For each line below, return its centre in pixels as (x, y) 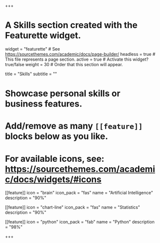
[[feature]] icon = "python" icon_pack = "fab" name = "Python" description (80, 222)
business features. (44, 104)
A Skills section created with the (71, 25)
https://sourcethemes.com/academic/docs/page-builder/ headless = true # (80, 54)
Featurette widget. (43, 36)
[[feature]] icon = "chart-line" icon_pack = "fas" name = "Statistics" (72, 208)
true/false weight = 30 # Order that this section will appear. (64, 64)
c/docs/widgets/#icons (53, 179)
